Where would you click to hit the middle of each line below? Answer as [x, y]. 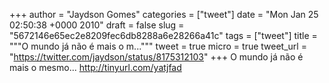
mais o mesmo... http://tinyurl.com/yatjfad [95, 67]
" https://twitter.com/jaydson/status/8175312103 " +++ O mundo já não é [156, 57]
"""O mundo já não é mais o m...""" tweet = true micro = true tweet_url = [158, 46]
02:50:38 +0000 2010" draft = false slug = [97, 25]
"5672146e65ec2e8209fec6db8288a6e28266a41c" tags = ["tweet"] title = [163, 35]
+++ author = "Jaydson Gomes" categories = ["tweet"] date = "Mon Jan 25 [164, 14]
